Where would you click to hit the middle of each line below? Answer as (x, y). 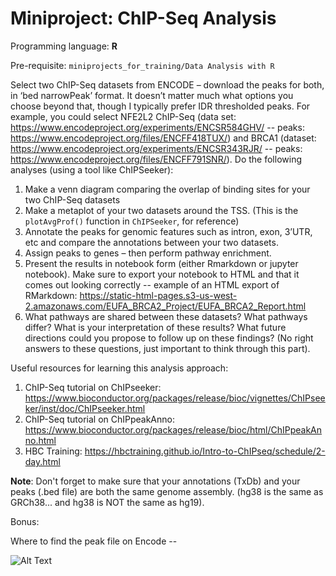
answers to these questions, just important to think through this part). (167, 348)
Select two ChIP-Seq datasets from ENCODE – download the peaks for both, (167, 84)
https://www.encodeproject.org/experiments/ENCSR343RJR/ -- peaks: (156, 148)
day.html (42, 461)
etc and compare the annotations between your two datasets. (151, 242)
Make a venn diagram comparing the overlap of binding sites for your (167, 189)
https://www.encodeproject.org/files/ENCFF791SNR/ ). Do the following (156, 159)
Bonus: (25, 521)
